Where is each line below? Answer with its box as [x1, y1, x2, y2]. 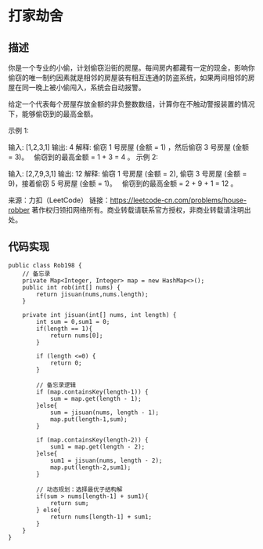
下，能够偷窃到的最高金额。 [8, 109, 98, 118]
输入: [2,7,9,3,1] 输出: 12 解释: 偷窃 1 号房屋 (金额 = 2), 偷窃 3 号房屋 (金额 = [8, 169, 247, 178]
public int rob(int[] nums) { [22, 283, 121, 291]
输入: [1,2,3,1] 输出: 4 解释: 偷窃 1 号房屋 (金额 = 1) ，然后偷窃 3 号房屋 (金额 [8, 143, 249, 151]
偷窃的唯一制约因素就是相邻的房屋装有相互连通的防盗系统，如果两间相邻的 [8, 73, 248, 82]
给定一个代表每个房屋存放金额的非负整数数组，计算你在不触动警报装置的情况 [8, 100, 255, 108]
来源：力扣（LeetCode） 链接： [8, 195, 111, 205]
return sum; [49, 499, 89, 507]
